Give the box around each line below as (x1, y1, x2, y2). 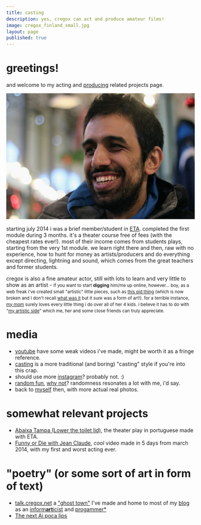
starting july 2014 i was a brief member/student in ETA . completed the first (6, 225, 190, 232)
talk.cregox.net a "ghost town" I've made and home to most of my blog (14, 499, 190, 506)
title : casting (6, 10, 44, 16)
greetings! (6, 62, 59, 75)
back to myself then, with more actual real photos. (14, 385, 139, 393)
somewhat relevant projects (6, 406, 148, 420)
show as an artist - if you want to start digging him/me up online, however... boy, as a (6, 281, 190, 288)
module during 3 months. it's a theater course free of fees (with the (6, 231, 172, 239)
